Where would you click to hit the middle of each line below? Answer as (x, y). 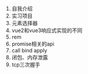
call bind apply (29, 50)
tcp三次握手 (26, 65)
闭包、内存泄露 (30, 57)
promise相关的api (33, 44)
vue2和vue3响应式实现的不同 (47, 30)
